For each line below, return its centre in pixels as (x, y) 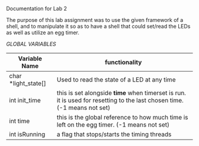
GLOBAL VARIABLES (31, 44)
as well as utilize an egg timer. (43, 33)
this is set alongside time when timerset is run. (121, 93)
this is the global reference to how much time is (122, 117)
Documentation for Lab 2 (36, 9)
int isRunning (27, 134)
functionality (123, 62)
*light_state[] (28, 83)
